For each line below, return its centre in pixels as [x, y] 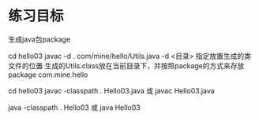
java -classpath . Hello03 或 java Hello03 [74, 107]
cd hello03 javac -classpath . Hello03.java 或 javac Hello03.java [111, 90]
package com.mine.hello [48, 75]
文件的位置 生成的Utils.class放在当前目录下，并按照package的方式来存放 [126, 65]
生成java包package [39, 39]
